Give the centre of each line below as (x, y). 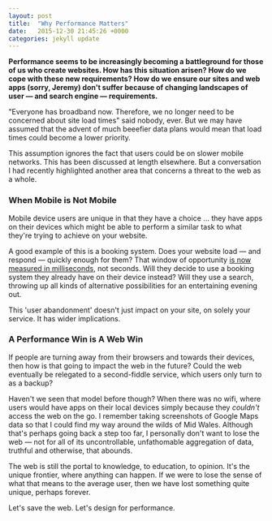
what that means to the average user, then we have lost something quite (129, 483)
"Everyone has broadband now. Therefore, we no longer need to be (121, 112)
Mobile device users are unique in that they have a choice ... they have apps (136, 218)
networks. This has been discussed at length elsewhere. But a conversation (135, 162)
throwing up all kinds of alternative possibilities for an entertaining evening (133, 286)
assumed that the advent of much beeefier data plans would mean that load (135, 129)
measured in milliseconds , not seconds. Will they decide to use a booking (131, 268)
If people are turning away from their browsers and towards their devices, (132, 357)
